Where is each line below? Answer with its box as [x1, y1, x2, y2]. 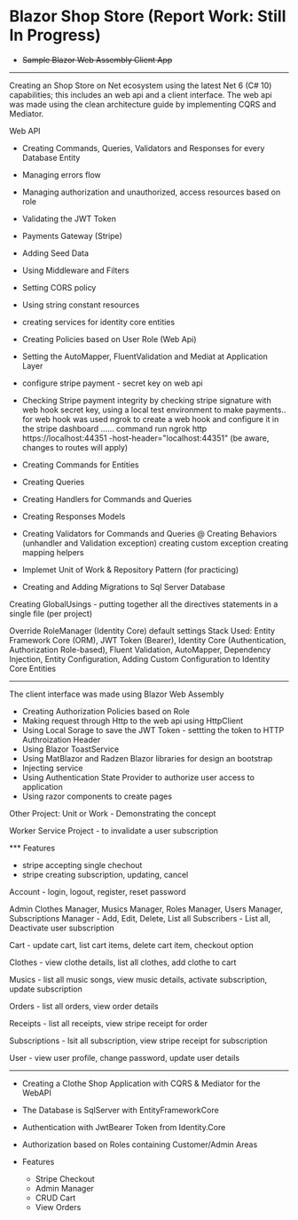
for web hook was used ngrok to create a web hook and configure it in [21, 413, 279, 424]
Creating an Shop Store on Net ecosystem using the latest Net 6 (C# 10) [9, 80, 272, 91]
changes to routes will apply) [21, 442, 129, 452]
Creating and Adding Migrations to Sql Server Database [21, 581, 226, 592]
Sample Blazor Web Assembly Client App [21, 54, 173, 65]
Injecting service [21, 762, 83, 773]
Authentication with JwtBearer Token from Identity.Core [21, 1121, 226, 1132]
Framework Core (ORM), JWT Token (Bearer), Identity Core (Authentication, [9, 634, 286, 645]
